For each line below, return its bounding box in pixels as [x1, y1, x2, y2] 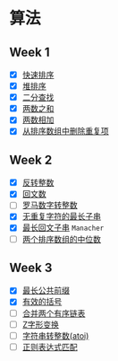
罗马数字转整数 [21, 199, 78, 211]
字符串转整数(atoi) [21, 330, 89, 341]
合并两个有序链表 [21, 307, 86, 319]
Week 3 [9, 260, 53, 275]
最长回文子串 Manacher [21, 222, 105, 233]
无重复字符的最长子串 [21, 211, 101, 222]
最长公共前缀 [21, 285, 70, 296]
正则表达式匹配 [21, 341, 78, 352]
